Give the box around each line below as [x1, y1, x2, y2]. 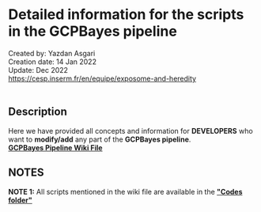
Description [8, 105, 67, 119]
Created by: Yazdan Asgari [8, 48, 96, 58]
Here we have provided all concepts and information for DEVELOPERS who [8, 126, 253, 135]
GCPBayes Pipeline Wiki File [8, 142, 103, 152]
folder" [8, 195, 33, 205]
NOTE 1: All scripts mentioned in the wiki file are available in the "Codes [8, 187, 243, 196]
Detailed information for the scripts [8, 6, 244, 24]
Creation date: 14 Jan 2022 [8, 57, 97, 66]
